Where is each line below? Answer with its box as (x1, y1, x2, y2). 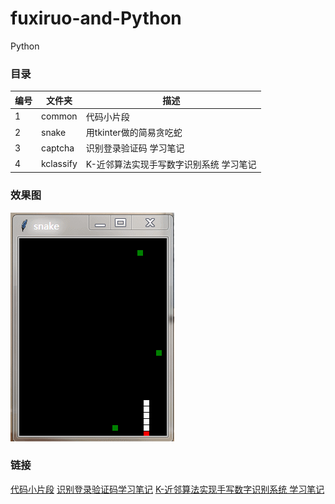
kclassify (41, 158, 78, 170)
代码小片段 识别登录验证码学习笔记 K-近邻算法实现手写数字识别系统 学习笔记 (10, 483, 325, 495)
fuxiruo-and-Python (10, 7, 182, 30)
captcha (41, 142, 75, 154)
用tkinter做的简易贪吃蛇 (85, 127, 183, 139)
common (41, 110, 78, 122)
